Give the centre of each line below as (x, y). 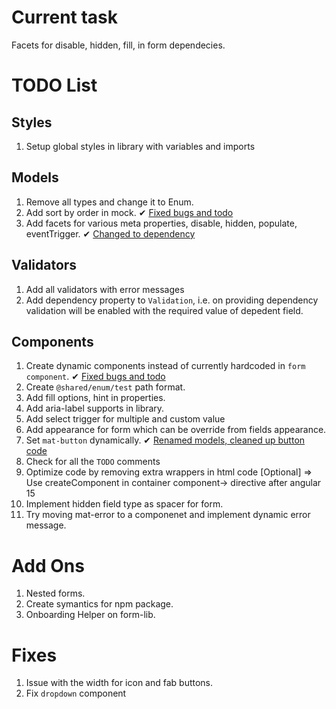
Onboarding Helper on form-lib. (90, 615)
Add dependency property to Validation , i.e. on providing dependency (172, 300)
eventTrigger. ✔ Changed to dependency (110, 233)
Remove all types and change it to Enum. (109, 202)
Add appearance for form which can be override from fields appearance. (176, 430)
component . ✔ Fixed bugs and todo (95, 377)
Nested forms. (55, 593)
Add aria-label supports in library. (95, 408)
